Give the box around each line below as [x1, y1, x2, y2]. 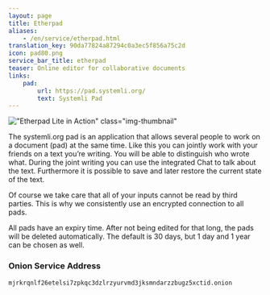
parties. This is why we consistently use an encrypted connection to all [8, 199, 244, 209]
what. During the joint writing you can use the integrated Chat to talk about [8, 158, 256, 168]
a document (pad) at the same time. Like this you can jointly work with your [8, 140, 258, 150]
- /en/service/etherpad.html [23, 34, 121, 43]
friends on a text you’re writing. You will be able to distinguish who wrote [8, 149, 250, 159]
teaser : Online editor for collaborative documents [8, 64, 185, 73]
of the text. [8, 175, 45, 185]
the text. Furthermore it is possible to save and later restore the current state [8, 166, 262, 176]
